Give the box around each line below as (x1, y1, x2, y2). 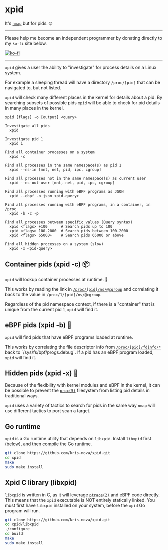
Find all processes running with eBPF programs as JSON (5, 189, 124, 194)
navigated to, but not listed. (5, 84, 61, 91)
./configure (5, 527, 30, 532)
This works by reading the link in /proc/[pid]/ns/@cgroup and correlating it (5, 286, 159, 292)
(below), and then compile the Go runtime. (5, 441, 92, 447)
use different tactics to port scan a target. (5, 408, 91, 414)
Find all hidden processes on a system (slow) (5, 241, 104, 246)
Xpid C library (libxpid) (5, 478, 77, 487)
